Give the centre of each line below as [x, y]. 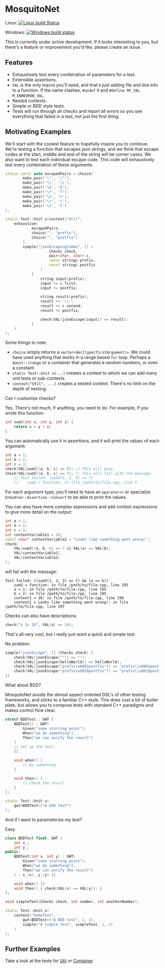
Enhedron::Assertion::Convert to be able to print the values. [66, 497]
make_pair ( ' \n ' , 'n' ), [46, 196]
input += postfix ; [59, 288]
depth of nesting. [30, 389]
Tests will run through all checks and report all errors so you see [77, 111]
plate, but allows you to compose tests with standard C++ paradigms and [79, 705]
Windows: [15, 32]
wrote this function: [25, 413]
